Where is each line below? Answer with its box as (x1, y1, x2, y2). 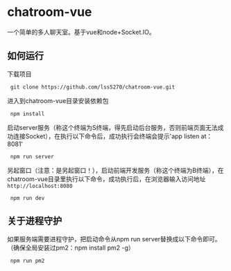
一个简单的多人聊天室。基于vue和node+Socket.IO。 (7, 28, 155, 36)
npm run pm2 (10, 257, 45, 264)
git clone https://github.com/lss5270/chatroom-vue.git (10, 84, 176, 91)
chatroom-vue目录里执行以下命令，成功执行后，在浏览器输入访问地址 (7, 174, 206, 183)
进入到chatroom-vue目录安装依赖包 (7, 96, 109, 104)
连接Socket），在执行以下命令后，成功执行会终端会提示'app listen (12, 132, 200, 140)
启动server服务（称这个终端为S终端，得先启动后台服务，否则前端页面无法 (7, 123, 219, 131)
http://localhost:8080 (7, 183, 73, 189)
